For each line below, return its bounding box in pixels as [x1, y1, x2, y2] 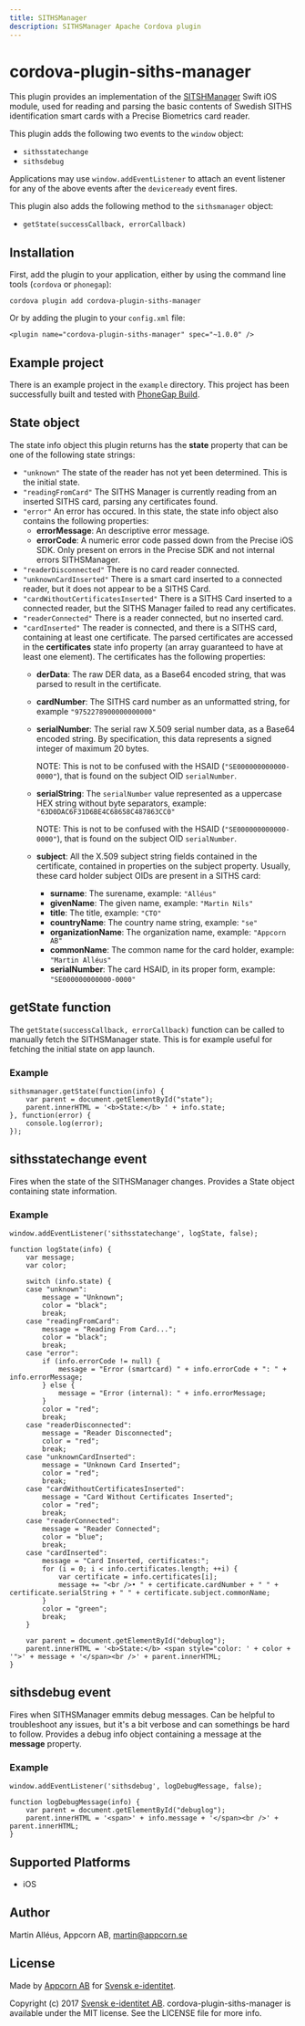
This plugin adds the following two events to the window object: [9, 129, 244, 140]
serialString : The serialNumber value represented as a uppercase [36, 788, 282, 799]
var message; [25, 1253, 76, 1262]
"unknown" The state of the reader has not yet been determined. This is [22, 466, 288, 477]
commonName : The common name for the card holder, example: [49, 944, 295, 955]
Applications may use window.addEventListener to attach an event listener [9, 173, 286, 184]
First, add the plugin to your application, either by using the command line [9, 269, 287, 280]
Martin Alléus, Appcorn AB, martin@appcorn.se [9, 1929, 188, 1940]
